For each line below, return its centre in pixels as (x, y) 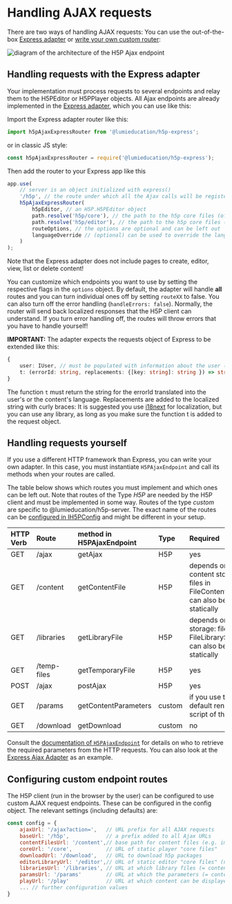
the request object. (34, 421)
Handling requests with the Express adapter (104, 74)
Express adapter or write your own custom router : (90, 39)
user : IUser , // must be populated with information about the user (120, 366)
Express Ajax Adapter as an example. (60, 757)
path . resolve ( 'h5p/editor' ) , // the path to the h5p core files (126, 222)
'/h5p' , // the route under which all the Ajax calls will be (111, 196)
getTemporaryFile (107, 670)
